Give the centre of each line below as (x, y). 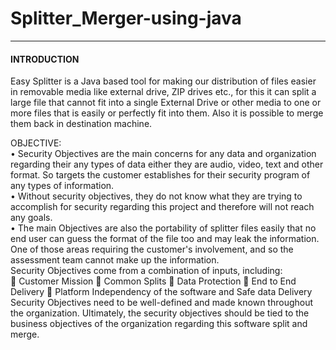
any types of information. (62, 186)
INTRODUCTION (45, 59)
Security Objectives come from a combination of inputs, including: (146, 271)
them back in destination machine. (81, 124)
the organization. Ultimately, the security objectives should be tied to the (160, 313)
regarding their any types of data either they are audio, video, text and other (167, 164)
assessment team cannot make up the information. (115, 260)
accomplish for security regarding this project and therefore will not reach (162, 207)
